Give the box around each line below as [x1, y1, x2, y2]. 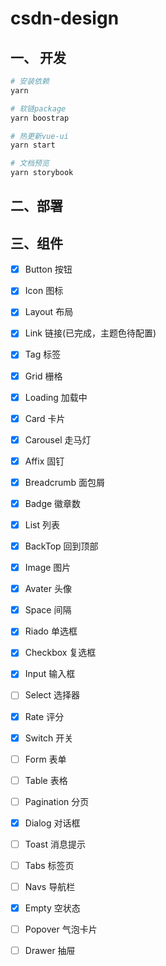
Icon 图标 [24, 285, 64, 297]
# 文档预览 [10, 158, 50, 169]
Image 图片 [24, 562, 72, 574]
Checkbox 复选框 [24, 647, 97, 659]
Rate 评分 [24, 710, 65, 722]
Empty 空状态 [24, 902, 81, 914]
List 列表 [24, 518, 60, 531]
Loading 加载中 [24, 391, 88, 403]
